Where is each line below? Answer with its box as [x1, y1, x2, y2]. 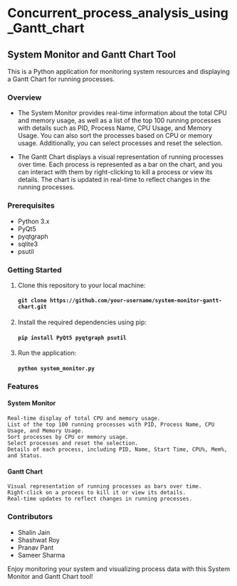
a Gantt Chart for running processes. [7, 75, 115, 83]
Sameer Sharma [17, 550, 65, 559]
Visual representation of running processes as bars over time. [7, 483, 202, 490]
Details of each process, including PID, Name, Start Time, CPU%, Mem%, [7, 446, 228, 453]
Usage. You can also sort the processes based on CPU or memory [17, 132, 213, 140]
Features [7, 381, 39, 391]
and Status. [7, 452, 43, 459]
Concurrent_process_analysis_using [7, 5, 229, 21]
